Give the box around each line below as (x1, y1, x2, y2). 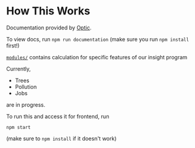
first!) (6, 42, 20, 49)
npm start (6, 124, 31, 130)
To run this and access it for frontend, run (6, 113, 110, 120)
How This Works (6, 4, 90, 18)
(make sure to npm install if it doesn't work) (6, 135, 117, 142)
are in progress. (6, 101, 46, 108)
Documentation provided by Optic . (6, 24, 92, 31)
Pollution (14, 83, 37, 90)
